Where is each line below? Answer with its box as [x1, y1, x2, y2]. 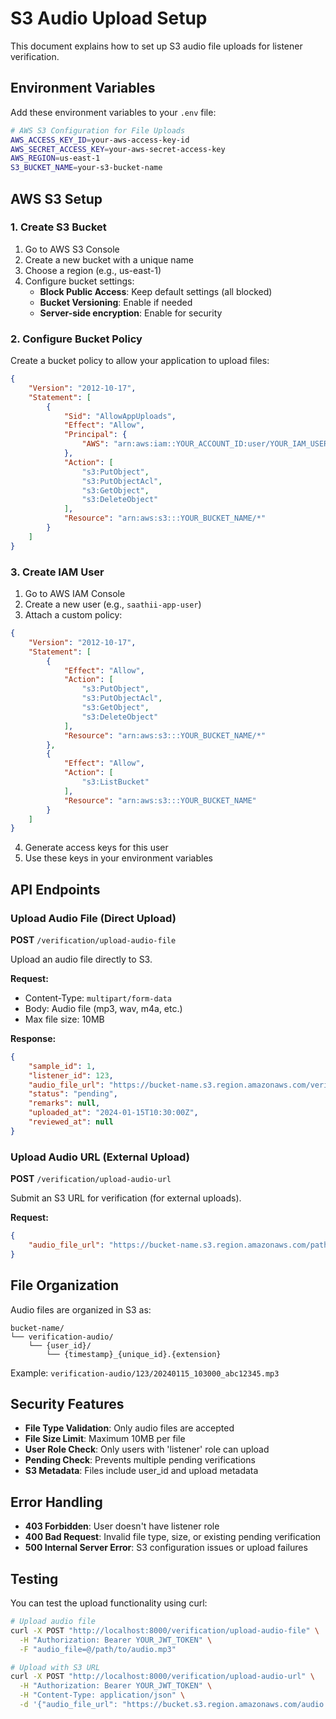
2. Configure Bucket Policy [10, 332, 143, 346]
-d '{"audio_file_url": [19, 1700, 118, 1710]
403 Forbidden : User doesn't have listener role [24, 1520, 220, 1532]
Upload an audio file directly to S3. [10, 953, 153, 965]
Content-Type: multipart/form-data [24, 992, 173, 1004]
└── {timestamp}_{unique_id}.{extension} [46, 1349, 222, 1359]
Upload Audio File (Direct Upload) [10, 911, 177, 925]
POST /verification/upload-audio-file [10, 933, 177, 946]
